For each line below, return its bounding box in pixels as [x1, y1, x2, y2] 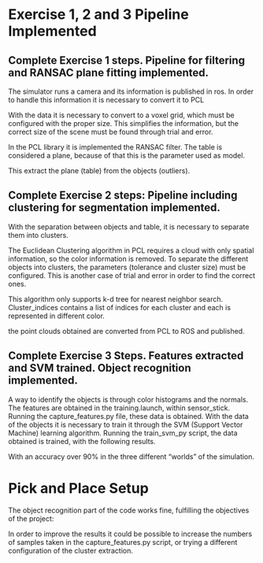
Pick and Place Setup [8, 479, 150, 497]
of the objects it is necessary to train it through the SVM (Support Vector [8, 420, 243, 429]
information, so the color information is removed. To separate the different [8, 254, 249, 263]
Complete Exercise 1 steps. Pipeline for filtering [8, 54, 246, 67]
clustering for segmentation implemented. [8, 201, 220, 214]
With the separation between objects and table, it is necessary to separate [8, 222, 250, 231]
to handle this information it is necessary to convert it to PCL [8, 95, 205, 104]
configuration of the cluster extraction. [8, 546, 134, 555]
